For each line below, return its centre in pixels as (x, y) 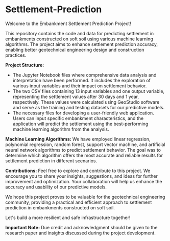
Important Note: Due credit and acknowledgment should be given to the (81, 227)
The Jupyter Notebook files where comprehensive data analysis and (84, 75)
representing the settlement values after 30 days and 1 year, (76, 97)
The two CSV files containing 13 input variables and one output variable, (89, 91)
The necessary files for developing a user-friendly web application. (83, 113)
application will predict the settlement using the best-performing (80, 124)
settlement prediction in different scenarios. (51, 161)
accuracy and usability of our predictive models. (56, 187)
